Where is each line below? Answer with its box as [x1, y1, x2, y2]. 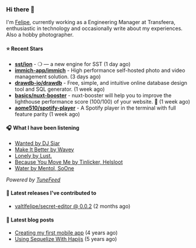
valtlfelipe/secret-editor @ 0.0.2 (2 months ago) [14, 203, 131, 210]
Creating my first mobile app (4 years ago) [14, 229, 118, 236]
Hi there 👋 [6, 5, 35, 14]
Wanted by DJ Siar [14, 140, 60, 147]
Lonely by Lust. [14, 152, 52, 159]
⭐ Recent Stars [6, 45, 44, 52]
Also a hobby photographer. [6, 31, 74, 38]
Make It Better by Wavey [14, 146, 75, 153]
